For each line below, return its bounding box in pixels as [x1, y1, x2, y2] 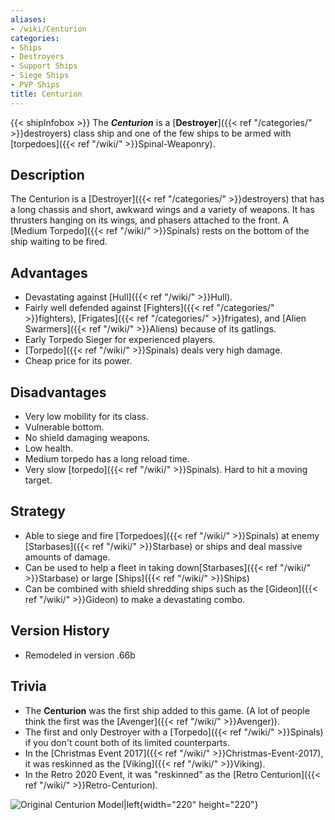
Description [10, 167, 85, 184]
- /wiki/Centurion [10, 24, 87, 34]
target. [24, 474, 53, 486]
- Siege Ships [10, 71, 70, 81]
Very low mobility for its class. [24, 411, 149, 423]
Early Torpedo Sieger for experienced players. [24, 334, 216, 346]
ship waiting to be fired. [10, 236, 108, 248]
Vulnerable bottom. [24, 421, 105, 433]
